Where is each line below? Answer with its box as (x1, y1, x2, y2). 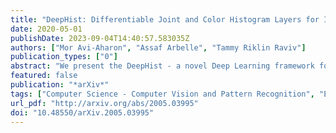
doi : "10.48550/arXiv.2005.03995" (10, 107, 155, 118)
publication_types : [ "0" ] (10, 52, 118, 62)
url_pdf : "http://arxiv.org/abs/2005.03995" (10, 98, 199, 108)
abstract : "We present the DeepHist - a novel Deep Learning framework (10, 61, 315, 71)
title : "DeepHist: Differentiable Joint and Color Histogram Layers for (10, 14, 320, 25)
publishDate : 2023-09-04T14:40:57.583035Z (10, 33, 190, 43)
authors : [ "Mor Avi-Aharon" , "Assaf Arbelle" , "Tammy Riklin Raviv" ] (10, 42, 307, 53)
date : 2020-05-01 (10, 24, 83, 34)
